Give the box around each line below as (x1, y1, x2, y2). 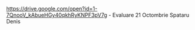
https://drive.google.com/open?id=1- (6, 5, 97, 12)
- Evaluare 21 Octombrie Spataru (108, 11, 190, 19)
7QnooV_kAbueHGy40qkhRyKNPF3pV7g (6, 11, 107, 19)
